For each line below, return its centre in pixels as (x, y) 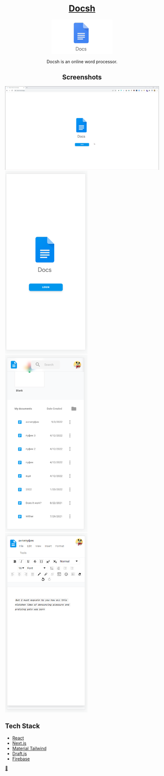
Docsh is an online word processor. (82, 62)
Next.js (19, 743)
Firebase (21, 759)
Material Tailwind (29, 748)
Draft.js (20, 753)
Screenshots (82, 77)
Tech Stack (22, 726)
